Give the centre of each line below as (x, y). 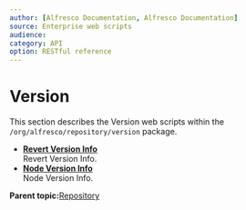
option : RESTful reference (61, 52)
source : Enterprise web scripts (71, 26)
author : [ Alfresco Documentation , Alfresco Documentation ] (124, 18)
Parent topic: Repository (55, 195)
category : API (36, 43)
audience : (28, 35)
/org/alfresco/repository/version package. (93, 132)
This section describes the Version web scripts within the (117, 122)
